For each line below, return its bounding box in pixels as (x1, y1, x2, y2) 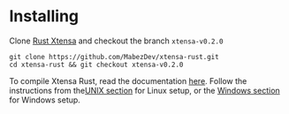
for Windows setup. (9, 95, 81, 105)
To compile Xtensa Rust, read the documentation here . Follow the (9, 75, 247, 86)
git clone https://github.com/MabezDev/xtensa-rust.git (9, 52, 219, 61)
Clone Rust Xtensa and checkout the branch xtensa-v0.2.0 (9, 35, 224, 46)
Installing (9, 6, 80, 27)
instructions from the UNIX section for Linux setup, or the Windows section (9, 85, 280, 95)
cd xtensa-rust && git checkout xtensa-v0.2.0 (9, 60, 184, 69)
